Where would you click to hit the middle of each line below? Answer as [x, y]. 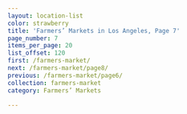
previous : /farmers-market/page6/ [65, 75]
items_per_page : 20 [40, 46]
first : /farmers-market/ [49, 61]
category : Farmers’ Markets [55, 90]
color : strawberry [38, 23]
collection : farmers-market [55, 83]
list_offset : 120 [37, 53]
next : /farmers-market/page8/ [58, 68]
